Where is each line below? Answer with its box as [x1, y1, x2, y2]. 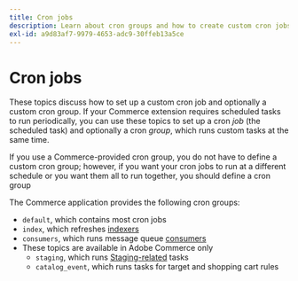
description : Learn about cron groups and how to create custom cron [9, 21, 272, 30]
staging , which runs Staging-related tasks [35, 252, 189, 262]
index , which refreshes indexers [21, 223, 139, 235]
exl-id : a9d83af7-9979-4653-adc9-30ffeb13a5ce [9, 29, 184, 38]
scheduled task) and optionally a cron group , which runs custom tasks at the [9, 125, 289, 136]
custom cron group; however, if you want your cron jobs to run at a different [9, 161, 286, 172]
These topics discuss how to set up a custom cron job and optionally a [9, 97, 267, 107]
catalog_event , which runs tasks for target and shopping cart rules [35, 261, 279, 272]
